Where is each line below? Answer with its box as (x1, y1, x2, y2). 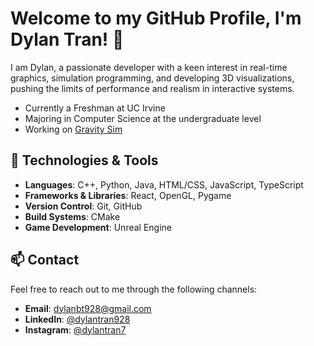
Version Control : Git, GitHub (24, 200, 143, 212)
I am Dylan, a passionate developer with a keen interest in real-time (10, 61, 288, 73)
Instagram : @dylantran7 (24, 323, 127, 336)
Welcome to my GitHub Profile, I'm (10, 7, 302, 30)
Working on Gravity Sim (24, 123, 123, 135)
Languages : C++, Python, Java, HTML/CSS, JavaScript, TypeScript (24, 178, 304, 191)
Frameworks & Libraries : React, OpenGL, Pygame (24, 189, 232, 201)
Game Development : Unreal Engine (24, 221, 173, 233)
